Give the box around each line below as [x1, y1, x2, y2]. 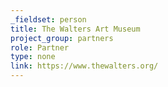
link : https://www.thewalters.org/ [10, 61, 159, 71]
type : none [10, 52, 56, 62]
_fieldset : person [10, 14, 87, 25]
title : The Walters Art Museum [10, 24, 141, 34]
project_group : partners [10, 33, 114, 43]
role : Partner [10, 42, 70, 53]
